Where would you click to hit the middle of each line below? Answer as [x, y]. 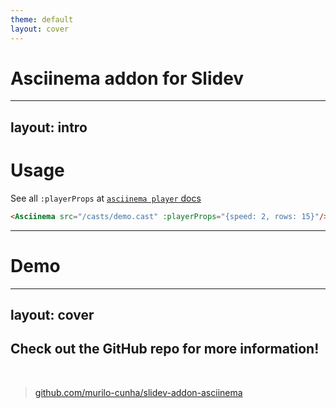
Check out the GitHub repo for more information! [165, 349]
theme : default [42, 19]
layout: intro [49, 127]
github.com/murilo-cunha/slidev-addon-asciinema [138, 392]
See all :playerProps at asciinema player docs [106, 198]
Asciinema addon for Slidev [127, 78]
